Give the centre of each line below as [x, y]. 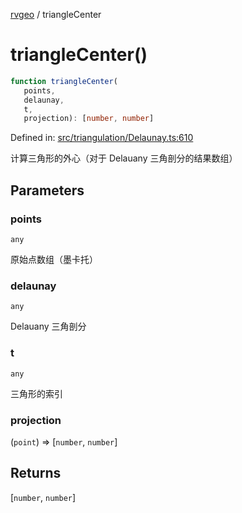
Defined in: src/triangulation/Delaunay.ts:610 [102, 138]
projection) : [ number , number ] [89, 119]
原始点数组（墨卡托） [54, 259]
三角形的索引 [36, 393]
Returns [36, 473]
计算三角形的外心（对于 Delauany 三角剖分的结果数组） [124, 158]
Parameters [47, 190]
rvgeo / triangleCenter [56, 14]
